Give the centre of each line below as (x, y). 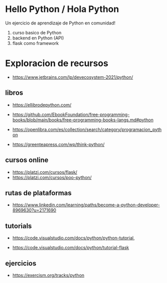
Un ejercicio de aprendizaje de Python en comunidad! (60, 23)
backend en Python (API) (38, 38)
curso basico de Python (37, 32)
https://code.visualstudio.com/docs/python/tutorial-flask (71, 248)
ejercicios (21, 263)
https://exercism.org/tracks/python (48, 275)
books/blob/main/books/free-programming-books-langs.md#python (83, 120)
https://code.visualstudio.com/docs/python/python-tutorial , (74, 238)
